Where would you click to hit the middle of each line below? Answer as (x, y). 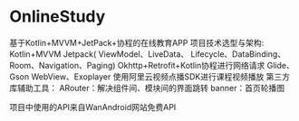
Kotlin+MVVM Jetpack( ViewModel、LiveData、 (99, 54)
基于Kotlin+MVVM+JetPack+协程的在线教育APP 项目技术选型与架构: (137, 42)
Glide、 (280, 65)
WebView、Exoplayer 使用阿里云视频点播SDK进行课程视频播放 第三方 (161, 76)
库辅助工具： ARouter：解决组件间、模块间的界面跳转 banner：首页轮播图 (147, 88)
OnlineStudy (58, 17)
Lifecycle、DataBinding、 (238, 54)
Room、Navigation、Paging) (63, 65)
